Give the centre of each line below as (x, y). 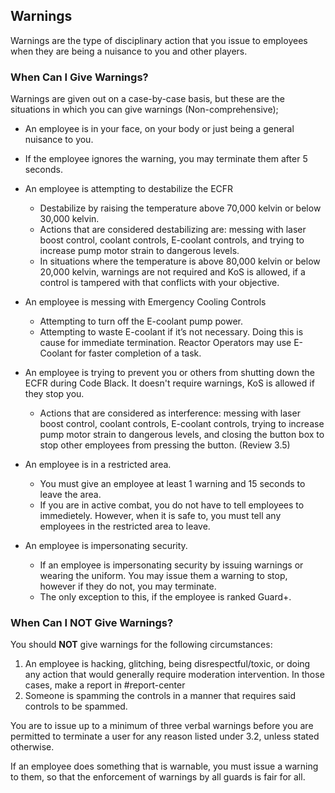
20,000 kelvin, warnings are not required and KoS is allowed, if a (172, 272)
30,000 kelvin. (69, 219)
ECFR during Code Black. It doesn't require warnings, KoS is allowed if (169, 383)
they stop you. (54, 394)
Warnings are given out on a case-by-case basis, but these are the (147, 99)
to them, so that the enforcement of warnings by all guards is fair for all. (158, 777)
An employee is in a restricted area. (98, 465)
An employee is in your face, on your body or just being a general (159, 129)
